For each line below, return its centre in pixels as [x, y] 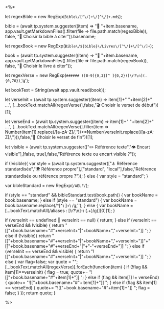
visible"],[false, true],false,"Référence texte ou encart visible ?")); [71, 154]
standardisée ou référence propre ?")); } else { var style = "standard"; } [77, 176]
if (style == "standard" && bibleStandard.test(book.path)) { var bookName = [82, 195]
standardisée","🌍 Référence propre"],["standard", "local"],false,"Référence [81, 169]
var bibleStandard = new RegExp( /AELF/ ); [47, 185]
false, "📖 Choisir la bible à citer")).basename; [50, 36]
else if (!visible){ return [28, 236]
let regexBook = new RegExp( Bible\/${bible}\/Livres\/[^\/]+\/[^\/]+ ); [79, 46]
